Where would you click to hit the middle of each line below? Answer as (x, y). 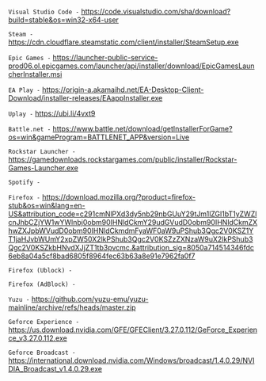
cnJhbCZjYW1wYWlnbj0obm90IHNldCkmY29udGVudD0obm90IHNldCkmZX (133, 222)
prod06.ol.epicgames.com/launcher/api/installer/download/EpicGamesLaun (131, 66)
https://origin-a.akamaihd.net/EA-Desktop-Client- (123, 90)
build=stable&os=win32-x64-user (63, 20)
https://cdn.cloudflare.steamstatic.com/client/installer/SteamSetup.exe (123, 42)
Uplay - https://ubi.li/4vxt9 (52, 113)
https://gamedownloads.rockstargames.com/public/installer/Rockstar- (123, 159)
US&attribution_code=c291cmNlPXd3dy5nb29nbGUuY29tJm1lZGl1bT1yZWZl (133, 214)
